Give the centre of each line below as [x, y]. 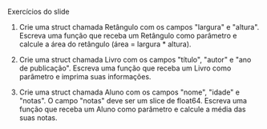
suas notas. [38, 118]
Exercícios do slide [38, 12]
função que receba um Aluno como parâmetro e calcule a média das [132, 109]
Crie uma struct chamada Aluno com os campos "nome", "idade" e [129, 92]
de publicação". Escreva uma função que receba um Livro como [125, 68]
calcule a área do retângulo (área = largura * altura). [105, 44]
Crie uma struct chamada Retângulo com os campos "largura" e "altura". [139, 27]
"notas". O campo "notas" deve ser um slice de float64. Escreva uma [133, 101]
